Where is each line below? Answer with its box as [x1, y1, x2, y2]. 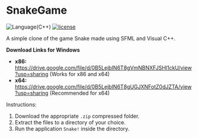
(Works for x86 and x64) [49, 70, 110, 77]
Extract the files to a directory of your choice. [14, 118, 126, 126]
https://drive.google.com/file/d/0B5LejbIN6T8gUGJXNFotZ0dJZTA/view [14, 83, 192, 90]
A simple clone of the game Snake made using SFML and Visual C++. [6, 34, 176, 42]
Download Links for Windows [6, 46, 80, 54]
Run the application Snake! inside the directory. [14, 125, 130, 132]
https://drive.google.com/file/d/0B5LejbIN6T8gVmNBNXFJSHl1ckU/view [14, 64, 192, 71]
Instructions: [6, 101, 37, 108]
